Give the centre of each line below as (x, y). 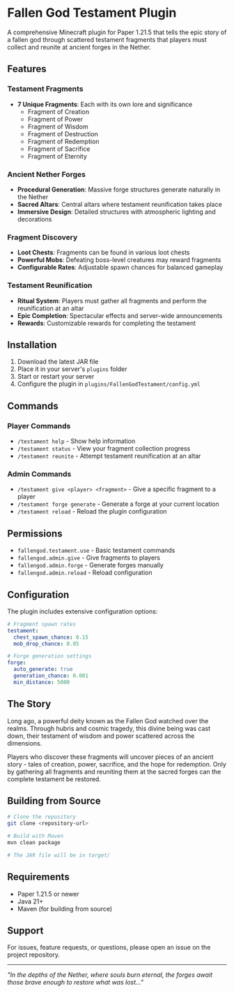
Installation (32, 345)
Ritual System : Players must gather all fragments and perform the (112, 300)
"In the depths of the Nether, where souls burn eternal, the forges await (110, 975)
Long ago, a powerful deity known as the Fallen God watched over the (108, 720)
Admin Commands (39, 474)
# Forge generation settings (49, 656)
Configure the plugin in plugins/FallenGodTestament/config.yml (109, 384)
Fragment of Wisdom (58, 126)
